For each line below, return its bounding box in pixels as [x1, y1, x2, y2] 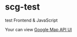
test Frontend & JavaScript [5, 17, 58, 23]
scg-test [5, 1, 40, 12]
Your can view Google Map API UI [5, 26, 72, 32]
